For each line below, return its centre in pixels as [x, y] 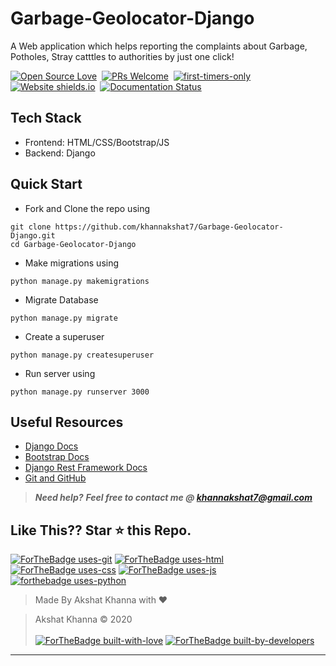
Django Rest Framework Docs [86, 468]
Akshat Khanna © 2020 [83, 619]
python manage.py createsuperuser [82, 355]
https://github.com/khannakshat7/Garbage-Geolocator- [169, 227]
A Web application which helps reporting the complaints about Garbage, [159, 46]
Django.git [33, 235]
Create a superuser [64, 336]
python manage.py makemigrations [80, 281]
